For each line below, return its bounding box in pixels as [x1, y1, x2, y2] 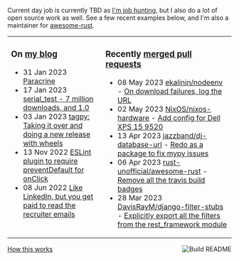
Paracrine [23, 76, 55, 86]
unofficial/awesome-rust [117, 166, 201, 176]
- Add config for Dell [151, 113, 221, 123]
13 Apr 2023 [117, 131, 161, 141]
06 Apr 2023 [117, 157, 161, 167]
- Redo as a [163, 139, 204, 149]
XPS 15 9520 [117, 121, 164, 131]
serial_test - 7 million [23, 94, 94, 104]
